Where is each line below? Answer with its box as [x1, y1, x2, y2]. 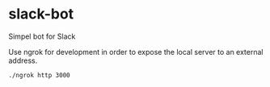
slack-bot [8, 5, 74, 23]
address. [8, 56, 38, 65]
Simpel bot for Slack [8, 31, 76, 41]
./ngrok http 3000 [8, 71, 70, 79]
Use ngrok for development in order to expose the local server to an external [8, 47, 264, 56]
